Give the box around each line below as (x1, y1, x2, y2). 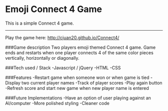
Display (5, 79, 21, 86)
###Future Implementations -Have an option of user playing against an (5, 94, 151, 101)
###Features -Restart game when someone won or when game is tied (5, 74, 149, 80)
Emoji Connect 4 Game (5, 4, 102, 15)
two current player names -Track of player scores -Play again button (21, 79, 162, 86)
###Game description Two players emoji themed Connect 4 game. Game (5, 44, 156, 50)
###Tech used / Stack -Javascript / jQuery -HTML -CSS (5, 64, 121, 71)
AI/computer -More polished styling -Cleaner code (5, 100, 110, 106)
